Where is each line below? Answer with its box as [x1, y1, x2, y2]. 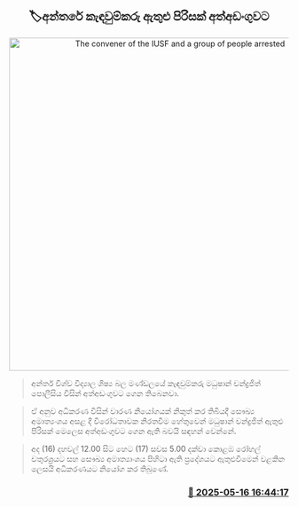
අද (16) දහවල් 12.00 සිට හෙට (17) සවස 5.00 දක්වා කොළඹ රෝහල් [30, 443, 262, 454]
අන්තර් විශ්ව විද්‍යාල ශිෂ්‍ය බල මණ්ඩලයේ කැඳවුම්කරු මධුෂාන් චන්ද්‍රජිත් [30, 377, 262, 388]
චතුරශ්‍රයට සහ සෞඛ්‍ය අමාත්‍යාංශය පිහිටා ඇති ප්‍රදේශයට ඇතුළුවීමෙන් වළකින [30, 453, 286, 463]
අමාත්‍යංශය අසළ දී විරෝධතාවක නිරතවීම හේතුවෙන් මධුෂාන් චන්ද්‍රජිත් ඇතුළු [30, 416, 284, 426]
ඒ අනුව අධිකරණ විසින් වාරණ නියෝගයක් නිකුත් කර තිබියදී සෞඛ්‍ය [30, 405, 255, 416]
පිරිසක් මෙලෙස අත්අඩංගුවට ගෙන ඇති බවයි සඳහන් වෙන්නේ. [30, 425, 237, 436]
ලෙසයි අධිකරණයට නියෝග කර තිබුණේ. [30, 463, 169, 474]
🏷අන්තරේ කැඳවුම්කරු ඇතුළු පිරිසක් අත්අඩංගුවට [28, 9, 270, 24]
